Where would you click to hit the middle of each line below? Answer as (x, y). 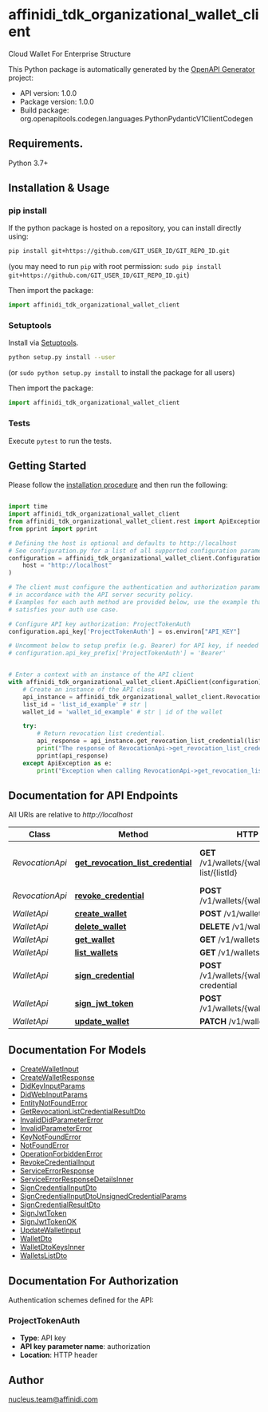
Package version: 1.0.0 (57, 101)
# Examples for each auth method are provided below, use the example (128, 602)
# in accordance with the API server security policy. (101, 595)
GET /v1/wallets (230, 953)
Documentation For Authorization (93, 1281)
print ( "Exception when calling (89, 771)
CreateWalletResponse (57, 1078)
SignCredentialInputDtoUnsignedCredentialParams (103, 1196)
